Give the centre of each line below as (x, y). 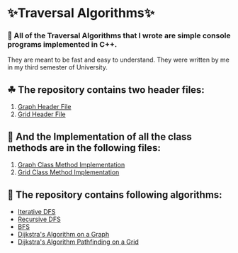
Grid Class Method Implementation (68, 172)
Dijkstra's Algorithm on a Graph (63, 234)
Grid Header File (41, 114)
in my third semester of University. (57, 67)
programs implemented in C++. (62, 45)
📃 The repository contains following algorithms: (115, 195)
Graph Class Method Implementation (71, 165)
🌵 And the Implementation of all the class (100, 136)
